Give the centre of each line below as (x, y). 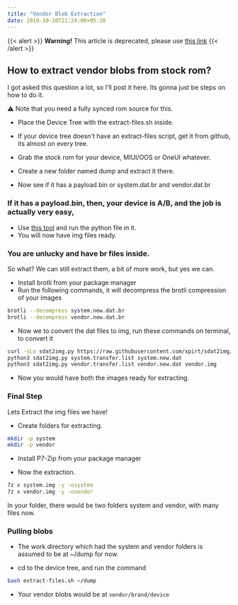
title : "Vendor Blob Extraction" (57, 14)
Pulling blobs (30, 531)
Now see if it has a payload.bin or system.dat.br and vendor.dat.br (114, 185)
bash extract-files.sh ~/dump (52, 581)
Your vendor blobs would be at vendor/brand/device (93, 594)
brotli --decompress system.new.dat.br (66, 310)
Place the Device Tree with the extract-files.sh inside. (96, 123)
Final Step (25, 396)
